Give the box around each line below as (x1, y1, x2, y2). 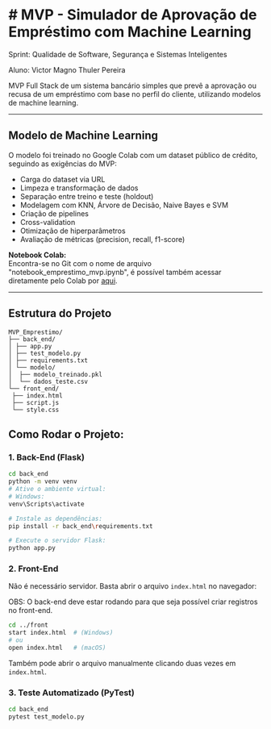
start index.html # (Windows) (8, 629, 114, 637)
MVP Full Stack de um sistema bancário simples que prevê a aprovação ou (8, 81, 256, 90)
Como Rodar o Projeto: (8, 427, 124, 441)
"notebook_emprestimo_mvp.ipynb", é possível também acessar (8, 267, 222, 277)
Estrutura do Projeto (8, 306, 112, 320)
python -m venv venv (8, 477, 78, 485)
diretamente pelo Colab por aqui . (8, 276, 119, 285)
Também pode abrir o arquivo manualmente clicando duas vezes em (8, 658, 236, 668)
